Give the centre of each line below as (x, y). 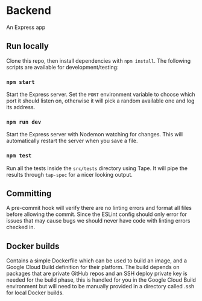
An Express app (26, 27)
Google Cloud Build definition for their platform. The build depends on (93, 267)
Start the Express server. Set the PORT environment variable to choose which (101, 95)
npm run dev (24, 122)
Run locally (28, 46)
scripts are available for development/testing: (62, 67)
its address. (21, 107)
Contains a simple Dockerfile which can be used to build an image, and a (97, 261)
